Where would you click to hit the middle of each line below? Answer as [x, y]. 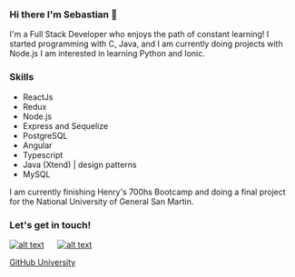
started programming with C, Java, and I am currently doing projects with [146, 44]
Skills [22, 77]
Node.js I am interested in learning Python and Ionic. [108, 54]
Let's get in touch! [50, 224]
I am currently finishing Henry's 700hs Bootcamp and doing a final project [147, 192]
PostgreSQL [45, 135]
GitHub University [43, 262]
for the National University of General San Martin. [102, 201]
